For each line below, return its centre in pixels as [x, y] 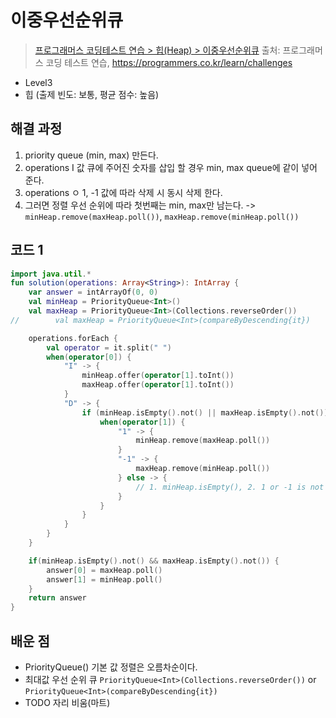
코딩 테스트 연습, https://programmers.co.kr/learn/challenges [169, 62]
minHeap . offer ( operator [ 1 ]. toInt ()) [158, 376]
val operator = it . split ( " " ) [109, 347]
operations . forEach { [73, 338]
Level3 [38, 82]
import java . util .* [51, 274]
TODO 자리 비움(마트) [67, 702]
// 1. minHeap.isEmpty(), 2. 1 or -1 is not [230, 487]
